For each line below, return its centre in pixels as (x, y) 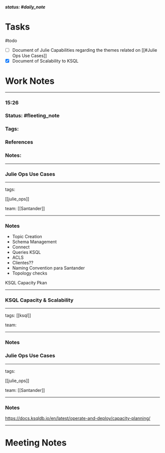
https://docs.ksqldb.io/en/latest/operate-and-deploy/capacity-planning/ (78, 418)
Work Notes (30, 81)
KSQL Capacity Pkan (26, 283)
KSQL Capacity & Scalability (39, 300)
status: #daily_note (25, 7)
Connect (21, 247)
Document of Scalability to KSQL (45, 61)
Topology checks (30, 273)
